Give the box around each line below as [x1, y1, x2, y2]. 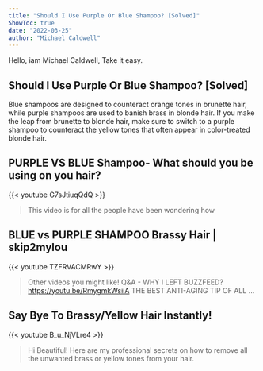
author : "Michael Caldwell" [8, 33, 101, 42]
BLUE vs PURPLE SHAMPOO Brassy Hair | [8, 228, 217, 242]
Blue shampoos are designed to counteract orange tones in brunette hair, [8, 100, 247, 110]
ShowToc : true [8, 19, 55, 27]
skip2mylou [8, 241, 68, 254]
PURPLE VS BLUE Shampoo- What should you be [8, 157, 253, 170]
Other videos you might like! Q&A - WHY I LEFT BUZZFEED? [27, 277, 224, 287]
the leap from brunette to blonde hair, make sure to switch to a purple [8, 117, 235, 126]
